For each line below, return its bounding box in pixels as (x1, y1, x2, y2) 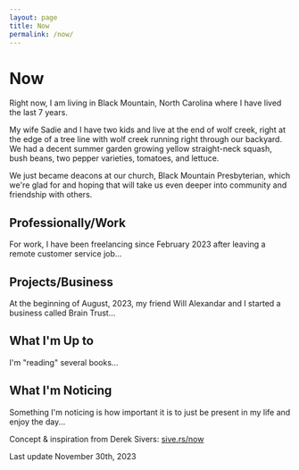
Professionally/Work (9, 215, 127, 231)
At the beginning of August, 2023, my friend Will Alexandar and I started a (9, 298, 281, 308)
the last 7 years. (9, 107, 69, 118)
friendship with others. (9, 189, 93, 200)
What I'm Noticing (9, 383, 112, 399)
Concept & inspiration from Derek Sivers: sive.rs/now (9, 433, 204, 444)
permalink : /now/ (9, 29, 74, 38)
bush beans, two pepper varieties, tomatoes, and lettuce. (9, 153, 220, 164)
